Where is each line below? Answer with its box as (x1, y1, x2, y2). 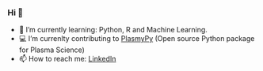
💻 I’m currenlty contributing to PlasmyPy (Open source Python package (18, 34, 255, 43)
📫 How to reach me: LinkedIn (18, 54, 116, 64)
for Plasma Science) (18, 45, 85, 54)
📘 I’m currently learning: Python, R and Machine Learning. (18, 25, 208, 35)
